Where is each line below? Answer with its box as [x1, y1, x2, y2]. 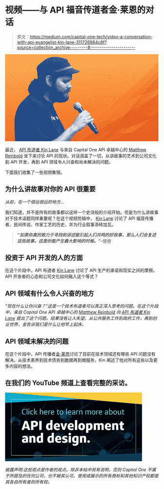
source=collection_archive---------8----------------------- [17, 44, 135, 50]
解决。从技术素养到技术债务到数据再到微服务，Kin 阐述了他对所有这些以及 [5, 357, 154, 363]
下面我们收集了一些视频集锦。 [5, 169, 65, 175]
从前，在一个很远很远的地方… [5, 199, 65, 205]
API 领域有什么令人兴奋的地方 [5, 289, 94, 298]
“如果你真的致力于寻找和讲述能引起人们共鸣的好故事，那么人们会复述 [17, 232, 156, 237]
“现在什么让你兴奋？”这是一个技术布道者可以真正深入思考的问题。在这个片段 [5, 303, 159, 309]
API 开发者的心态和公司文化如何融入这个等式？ [5, 274, 99, 279]
